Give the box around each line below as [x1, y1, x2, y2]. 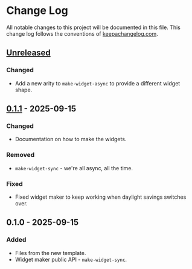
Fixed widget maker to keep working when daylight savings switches [14, 193, 187, 201]
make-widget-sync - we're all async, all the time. [14, 164, 133, 171]
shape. [14, 86, 33, 93]
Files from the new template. [14, 249, 86, 256]
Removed [6, 151, 35, 159]
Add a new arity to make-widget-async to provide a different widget [14, 79, 181, 87]
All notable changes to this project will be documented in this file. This [6, 24, 181, 31]
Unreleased [6, 48, 51, 58]
